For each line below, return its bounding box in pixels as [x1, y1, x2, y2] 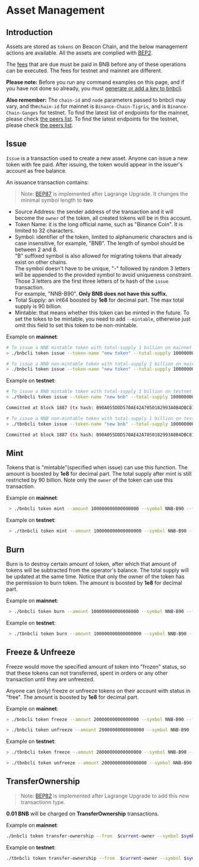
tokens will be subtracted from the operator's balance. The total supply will [6, 567, 189, 574]
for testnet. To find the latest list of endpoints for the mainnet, [39, 109, 190, 116]
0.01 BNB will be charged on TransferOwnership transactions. [6, 810, 159, 817]
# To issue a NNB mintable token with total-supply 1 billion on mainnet [6, 344, 192, 350]
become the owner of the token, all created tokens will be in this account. [14, 214, 192, 222]
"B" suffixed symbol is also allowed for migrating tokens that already [14, 252, 182, 259]
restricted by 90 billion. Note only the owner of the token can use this [6, 476, 174, 484]
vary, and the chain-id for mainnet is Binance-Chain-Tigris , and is [6, 103, 166, 110]
